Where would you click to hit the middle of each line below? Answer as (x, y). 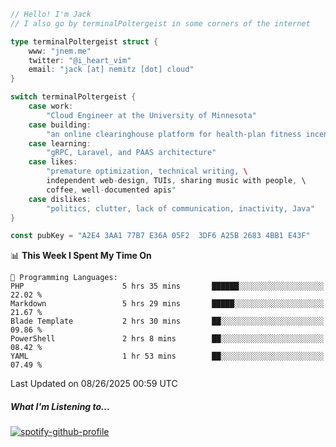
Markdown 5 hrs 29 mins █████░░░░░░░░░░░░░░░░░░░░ (167, 304)
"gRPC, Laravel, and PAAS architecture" (131, 153)
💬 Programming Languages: (64, 278)
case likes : (53, 162)
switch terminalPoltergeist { (73, 97)
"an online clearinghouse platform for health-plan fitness (174, 134)
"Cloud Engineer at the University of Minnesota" (151, 115)
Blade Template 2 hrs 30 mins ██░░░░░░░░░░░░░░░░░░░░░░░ (167, 321)
